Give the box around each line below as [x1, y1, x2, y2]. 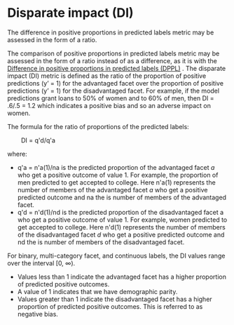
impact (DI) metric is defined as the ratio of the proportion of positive [7, 72, 207, 80]
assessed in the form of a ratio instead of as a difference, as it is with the [7, 56, 217, 65]
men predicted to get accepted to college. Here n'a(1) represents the [17, 178, 216, 187]
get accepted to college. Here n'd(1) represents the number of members [17, 223, 226, 231]
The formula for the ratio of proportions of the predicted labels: [7, 122, 189, 131]
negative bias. [17, 310, 58, 318]
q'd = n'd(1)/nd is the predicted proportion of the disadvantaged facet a [17, 208, 224, 216]
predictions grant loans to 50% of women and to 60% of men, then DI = [7, 93, 215, 102]
